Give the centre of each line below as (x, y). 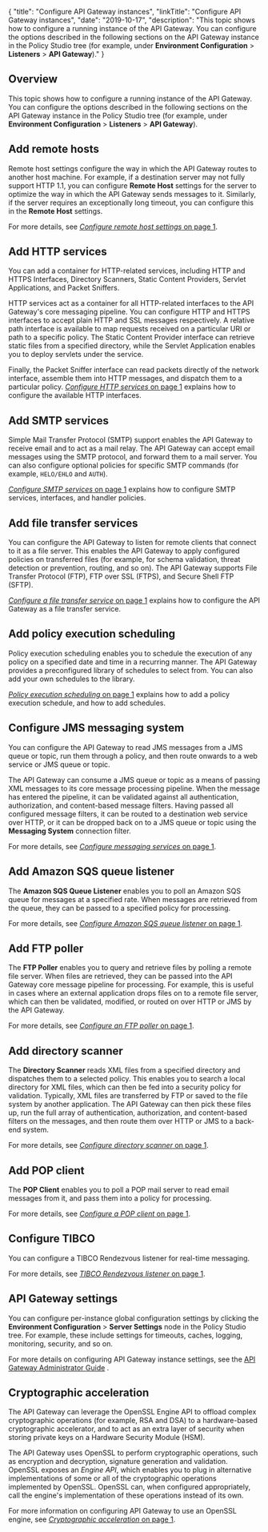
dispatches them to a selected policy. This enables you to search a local (127, 1079)
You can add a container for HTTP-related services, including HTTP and (127, 271)
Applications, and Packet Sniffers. (64, 288)
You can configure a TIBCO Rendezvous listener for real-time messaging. (129, 1258)
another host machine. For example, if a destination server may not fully (127, 177)
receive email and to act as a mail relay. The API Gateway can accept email (132, 448)
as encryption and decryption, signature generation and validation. (118, 1462)
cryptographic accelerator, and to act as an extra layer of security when (127, 1429)
